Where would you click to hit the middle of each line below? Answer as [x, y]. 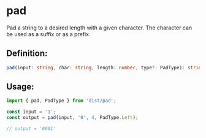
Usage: [21, 87]
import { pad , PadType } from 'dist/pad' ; [61, 101]
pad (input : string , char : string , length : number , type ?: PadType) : [96, 67]
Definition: [27, 54]
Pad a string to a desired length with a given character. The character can [99, 28]
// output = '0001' [31, 129]
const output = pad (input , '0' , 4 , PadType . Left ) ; [72, 118]
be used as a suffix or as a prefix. [48, 34]
